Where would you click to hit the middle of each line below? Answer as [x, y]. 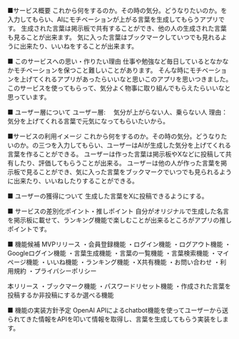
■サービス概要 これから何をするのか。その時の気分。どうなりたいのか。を [117, 10]
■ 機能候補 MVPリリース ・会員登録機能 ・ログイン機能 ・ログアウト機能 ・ [119, 244]
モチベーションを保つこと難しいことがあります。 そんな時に [102, 70]
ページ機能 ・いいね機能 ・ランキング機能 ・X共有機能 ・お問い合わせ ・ [114, 262]
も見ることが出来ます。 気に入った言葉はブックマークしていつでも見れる [114, 37]
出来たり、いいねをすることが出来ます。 [79, 46]
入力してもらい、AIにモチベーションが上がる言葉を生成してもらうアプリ [113, 19]
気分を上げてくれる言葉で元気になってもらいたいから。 [88, 121]
